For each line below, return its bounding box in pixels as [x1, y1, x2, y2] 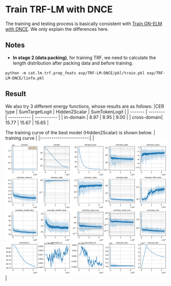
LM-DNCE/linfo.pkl [5, 75, 44, 80]
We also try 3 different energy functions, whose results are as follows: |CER [5, 103, 164, 109]
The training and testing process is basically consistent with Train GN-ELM [5, 21, 162, 27]
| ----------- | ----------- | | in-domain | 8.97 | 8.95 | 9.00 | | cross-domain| [5, 114, 163, 120]
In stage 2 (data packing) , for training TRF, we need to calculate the [12, 54, 156, 60]
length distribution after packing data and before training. [12, 60, 134, 66]
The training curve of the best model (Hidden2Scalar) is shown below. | [5, 129, 156, 135]
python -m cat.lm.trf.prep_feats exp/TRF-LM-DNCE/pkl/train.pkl [5, 70, 145, 75]
